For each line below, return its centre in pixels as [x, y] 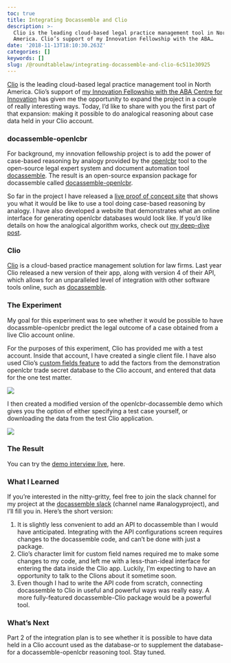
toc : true [21, 13]
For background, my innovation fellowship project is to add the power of [109, 153]
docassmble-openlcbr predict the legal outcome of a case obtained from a [113, 327]
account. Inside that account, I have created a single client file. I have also [112, 356]
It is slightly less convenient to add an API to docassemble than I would [118, 525]
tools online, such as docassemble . [57, 287]
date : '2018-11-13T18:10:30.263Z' [57, 45]
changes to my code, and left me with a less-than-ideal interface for [114, 561]
